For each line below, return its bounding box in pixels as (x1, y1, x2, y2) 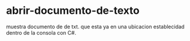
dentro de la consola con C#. (6, 29, 76, 36)
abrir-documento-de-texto (6, 4, 140, 17)
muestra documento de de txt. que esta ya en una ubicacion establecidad (6, 23, 185, 30)
